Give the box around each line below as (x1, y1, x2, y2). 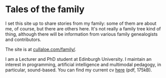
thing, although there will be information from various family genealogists (5, 31, 158, 37)
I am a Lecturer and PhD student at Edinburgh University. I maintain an (5, 56, 152, 62)
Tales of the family (5, 4, 85, 15)
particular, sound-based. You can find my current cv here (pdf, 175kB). (5, 67, 152, 73)
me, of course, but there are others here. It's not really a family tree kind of (5, 25, 161, 31)
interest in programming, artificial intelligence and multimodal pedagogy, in (5, 61, 161, 67)
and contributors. (5, 36, 41, 43)
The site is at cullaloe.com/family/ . (5, 46, 76, 52)
